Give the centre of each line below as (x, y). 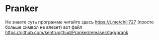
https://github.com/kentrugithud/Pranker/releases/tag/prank (67, 32)
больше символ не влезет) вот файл (44, 27)
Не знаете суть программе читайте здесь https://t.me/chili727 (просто (79, 22)
